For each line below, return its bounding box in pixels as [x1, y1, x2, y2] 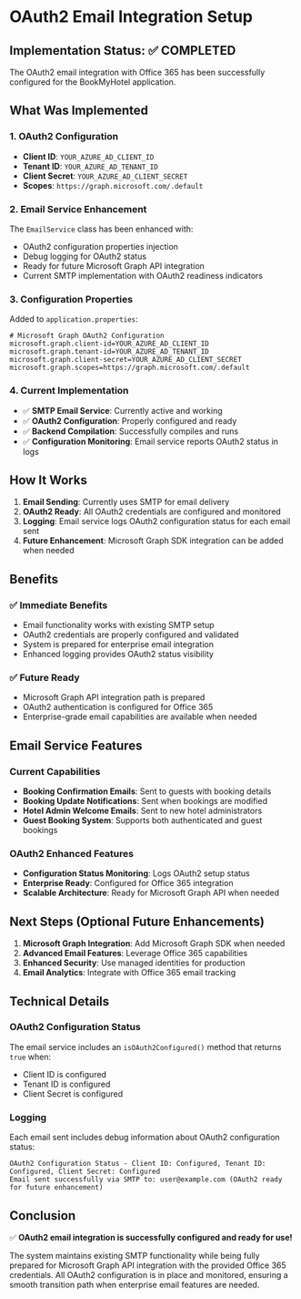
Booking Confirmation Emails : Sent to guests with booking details [22, 786, 272, 797]
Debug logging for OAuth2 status [22, 251, 147, 262]
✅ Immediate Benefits [9, 599, 108, 612]
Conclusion [9, 1208, 76, 1223]
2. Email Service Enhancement [9, 202, 147, 215]
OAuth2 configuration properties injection [22, 241, 179, 252]
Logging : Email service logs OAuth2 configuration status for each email [22, 516, 291, 527]
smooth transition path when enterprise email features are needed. [9, 1279, 260, 1290]
